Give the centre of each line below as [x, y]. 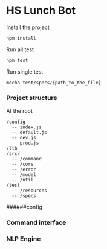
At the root [20, 111]
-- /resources [29, 191]
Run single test [25, 71]
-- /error [24, 169]
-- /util [23, 180]
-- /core [23, 164]
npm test [17, 60]
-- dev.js [24, 138]
